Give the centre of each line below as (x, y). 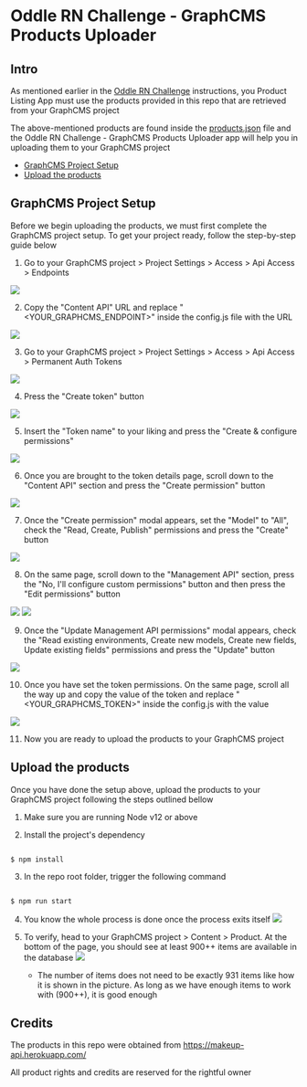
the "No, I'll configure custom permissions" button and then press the (154, 584)
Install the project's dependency (84, 834)
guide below (34, 245)
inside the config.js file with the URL (225, 317)
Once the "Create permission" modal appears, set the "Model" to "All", (156, 520)
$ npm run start (41, 901)
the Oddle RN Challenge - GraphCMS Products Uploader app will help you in (154, 137)
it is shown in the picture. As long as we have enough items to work (164, 985)
